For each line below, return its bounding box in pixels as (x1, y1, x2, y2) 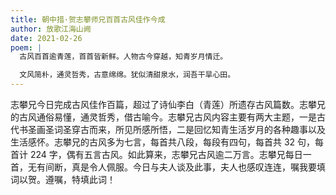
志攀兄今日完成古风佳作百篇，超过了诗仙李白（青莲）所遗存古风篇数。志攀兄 (10, 99, 326, 110)
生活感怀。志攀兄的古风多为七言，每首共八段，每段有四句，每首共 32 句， (10, 136, 316, 148)
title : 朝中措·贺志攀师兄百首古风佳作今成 (10, 14, 166, 25)
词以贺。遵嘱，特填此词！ (10, 174, 116, 185)
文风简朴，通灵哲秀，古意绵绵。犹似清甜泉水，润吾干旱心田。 (19, 70, 236, 80)
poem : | (10, 42, 43, 53)
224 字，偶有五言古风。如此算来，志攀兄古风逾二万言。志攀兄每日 (29, 149, 303, 160)
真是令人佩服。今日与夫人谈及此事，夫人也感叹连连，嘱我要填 (71, 161, 326, 173)
